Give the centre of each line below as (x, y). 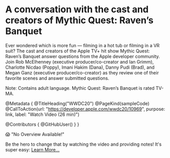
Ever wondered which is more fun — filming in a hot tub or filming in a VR (82, 45)
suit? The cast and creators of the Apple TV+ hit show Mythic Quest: (78, 51)
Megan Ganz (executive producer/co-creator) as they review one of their (82, 72)
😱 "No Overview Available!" (35, 134)
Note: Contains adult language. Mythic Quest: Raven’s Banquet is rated (80, 88)
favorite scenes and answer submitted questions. (57, 78)
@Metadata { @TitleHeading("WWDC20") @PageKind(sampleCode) (77, 103)
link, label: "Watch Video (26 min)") (42, 114)
